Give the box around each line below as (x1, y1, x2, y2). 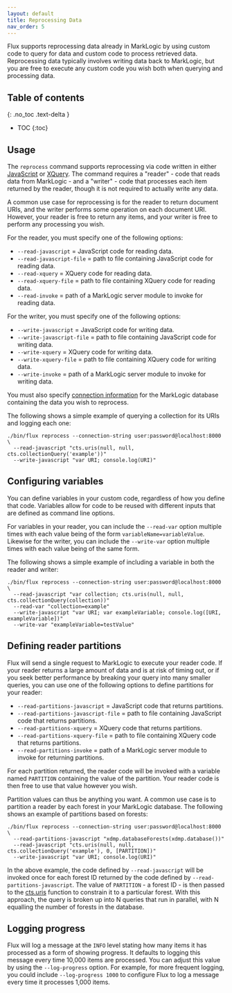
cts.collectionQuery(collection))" (7, 597, 110, 604)
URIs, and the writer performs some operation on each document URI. (7, 206, 207, 213)
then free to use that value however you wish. (7, 781, 138, 789)
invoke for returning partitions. (17, 753, 105, 762)
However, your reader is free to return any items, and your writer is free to (7, 213, 218, 221)
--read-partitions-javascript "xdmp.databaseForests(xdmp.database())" (13, 835, 225, 842)
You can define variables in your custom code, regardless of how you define (7, 494, 225, 502)
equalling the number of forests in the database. (7, 903, 145, 911)
